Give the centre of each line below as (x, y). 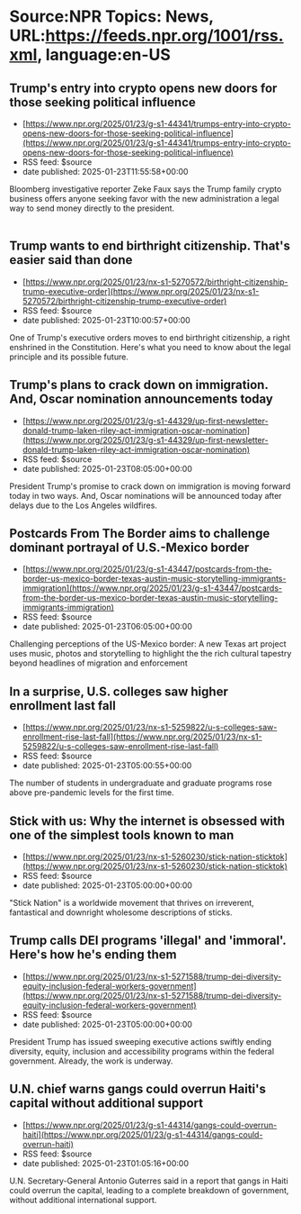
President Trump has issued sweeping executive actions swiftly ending (141, 1041)
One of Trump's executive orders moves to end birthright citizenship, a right (150, 337)
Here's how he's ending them (93, 955)
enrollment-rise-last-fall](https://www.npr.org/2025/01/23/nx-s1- (142, 737)
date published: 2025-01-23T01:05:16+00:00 (105, 1163)
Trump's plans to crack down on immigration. (139, 385)
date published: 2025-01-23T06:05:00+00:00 (107, 627)
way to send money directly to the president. (92, 208)
